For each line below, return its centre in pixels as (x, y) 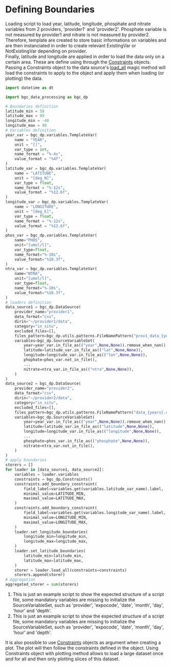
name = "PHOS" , (28, 240)
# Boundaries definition (32, 106)
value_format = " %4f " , (39, 159)
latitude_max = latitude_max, (53, 561)
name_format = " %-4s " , (39, 154)
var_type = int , (32, 149)
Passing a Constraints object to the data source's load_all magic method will (85, 67)
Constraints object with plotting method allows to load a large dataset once (84, 654)
